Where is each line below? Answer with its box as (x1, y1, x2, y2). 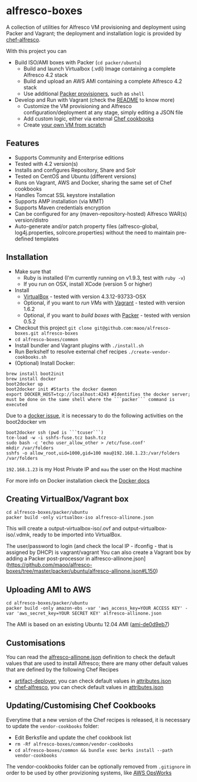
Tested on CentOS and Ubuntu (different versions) (14, 172, 137, 180)
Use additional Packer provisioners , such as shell (23, 90, 145, 97)
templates (35, 235, 59, 242)
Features (6, 138, 39, 148)
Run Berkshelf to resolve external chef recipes (14, 348, 128, 355)
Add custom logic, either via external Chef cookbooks (23, 115, 154, 122)
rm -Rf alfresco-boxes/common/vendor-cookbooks (14, 741, 133, 747)
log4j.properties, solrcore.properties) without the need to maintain (14, 229, 175, 236)
